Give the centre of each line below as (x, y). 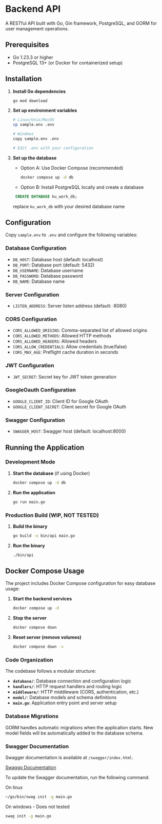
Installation (24, 79)
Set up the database (35, 158)
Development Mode (30, 462)
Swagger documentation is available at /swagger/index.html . (69, 757)
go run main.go (29, 502)
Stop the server (30, 618)
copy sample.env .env (36, 139)
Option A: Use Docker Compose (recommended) (72, 168)
